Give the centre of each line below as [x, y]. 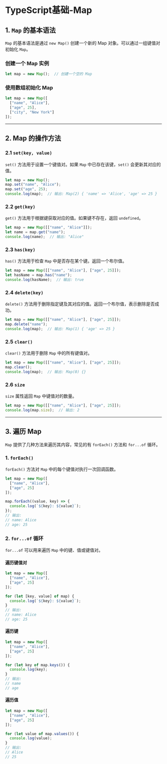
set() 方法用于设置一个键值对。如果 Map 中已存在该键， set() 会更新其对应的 [83, 164]
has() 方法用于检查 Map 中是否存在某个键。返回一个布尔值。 [66, 261]
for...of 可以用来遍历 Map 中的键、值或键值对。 [54, 550]
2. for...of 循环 [24, 538]
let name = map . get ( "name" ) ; [35, 232]
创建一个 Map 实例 [27, 63]
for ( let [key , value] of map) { [40, 596]
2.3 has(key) [20, 250]
